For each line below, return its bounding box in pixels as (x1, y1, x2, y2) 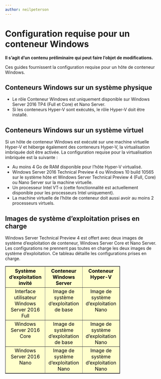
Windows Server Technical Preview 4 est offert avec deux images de (5, 235, 143, 240)
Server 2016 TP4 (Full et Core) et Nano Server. (12, 101, 106, 107)
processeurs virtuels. (12, 200, 55, 206)
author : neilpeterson (5, 7, 49, 12)
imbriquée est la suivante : (5, 155, 58, 160)
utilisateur (14, 294, 37, 300)
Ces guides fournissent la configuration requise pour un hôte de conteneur (5, 64, 155, 70)
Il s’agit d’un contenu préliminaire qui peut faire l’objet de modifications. (5, 55, 153, 60)
